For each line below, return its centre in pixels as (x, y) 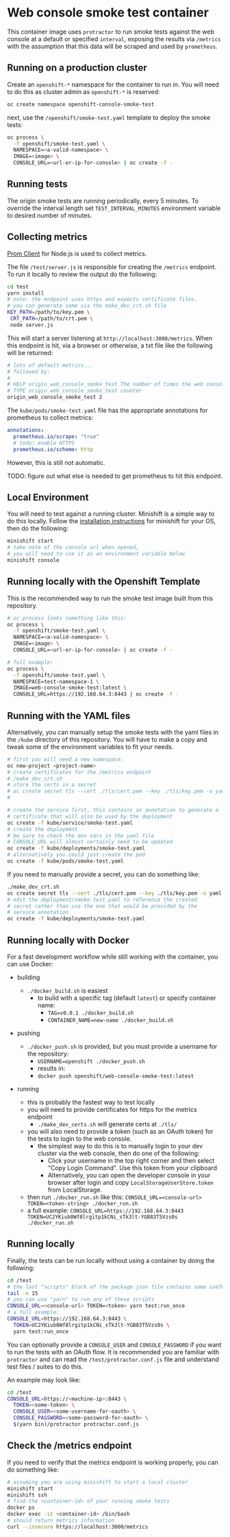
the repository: (48, 1054)
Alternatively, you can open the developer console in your (129, 1175)
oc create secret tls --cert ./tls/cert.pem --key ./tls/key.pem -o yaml (115, 893)
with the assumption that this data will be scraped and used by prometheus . (112, 46)
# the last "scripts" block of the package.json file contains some (107, 1287)
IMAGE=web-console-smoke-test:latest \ (70, 688)
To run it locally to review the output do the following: (82, 274)
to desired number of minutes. (50, 215)
